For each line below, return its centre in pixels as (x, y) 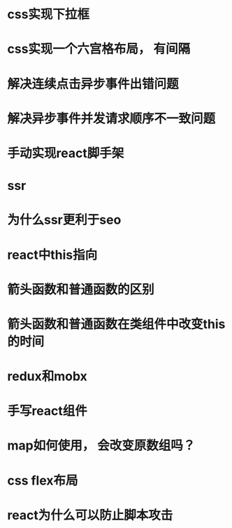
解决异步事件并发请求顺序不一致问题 (111, 118)
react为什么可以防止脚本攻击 (90, 515)
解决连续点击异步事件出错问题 (93, 84)
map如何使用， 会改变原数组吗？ (101, 446)
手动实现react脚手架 (66, 153)
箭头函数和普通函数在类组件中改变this (116, 324)
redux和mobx (47, 377)
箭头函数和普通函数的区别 (81, 289)
